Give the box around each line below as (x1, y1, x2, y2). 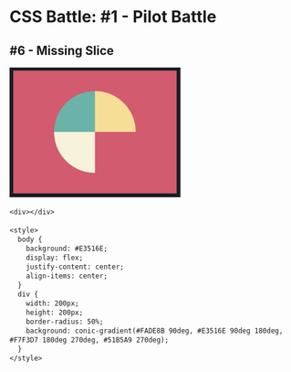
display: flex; (26, 253, 84, 262)
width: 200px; (26, 299, 79, 308)
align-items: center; (26, 271, 108, 281)
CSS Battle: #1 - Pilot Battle (9, 6, 217, 27)
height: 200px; (26, 308, 84, 317)
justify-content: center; (26, 262, 125, 271)
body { (17, 235, 43, 244)
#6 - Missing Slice (9, 43, 114, 58)
